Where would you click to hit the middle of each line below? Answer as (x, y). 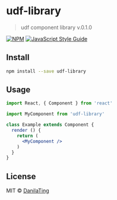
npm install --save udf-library (46, 71)
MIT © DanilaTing (28, 191)
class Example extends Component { (50, 125)
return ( (28, 136)
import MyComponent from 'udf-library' (56, 114)
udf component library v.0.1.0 (56, 27)
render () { (26, 131)
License (21, 176)
